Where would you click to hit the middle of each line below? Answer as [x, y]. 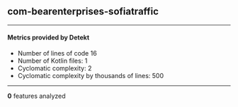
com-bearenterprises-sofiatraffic [83, 12]
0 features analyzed [36, 96]
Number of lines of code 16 [57, 53]
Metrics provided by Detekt [49, 37]
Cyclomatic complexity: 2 [55, 68]
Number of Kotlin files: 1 [52, 61]
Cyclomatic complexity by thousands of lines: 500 [91, 76]
